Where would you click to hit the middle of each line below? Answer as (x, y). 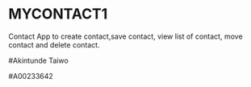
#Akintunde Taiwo (38, 60)
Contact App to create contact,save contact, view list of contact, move (126, 36)
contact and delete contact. (54, 44)
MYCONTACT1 (58, 14)
